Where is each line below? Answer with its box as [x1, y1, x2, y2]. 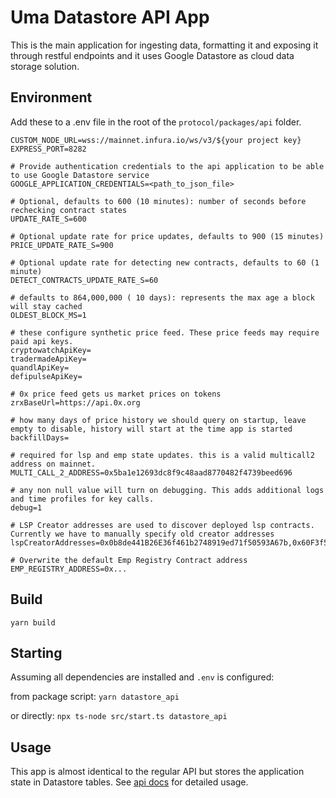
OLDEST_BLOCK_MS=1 [10, 310, 87, 320]
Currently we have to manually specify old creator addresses [10, 529, 275, 539]
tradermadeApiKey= [10, 354, 87, 364]
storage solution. [10, 60, 80, 72]
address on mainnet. [10, 459, 97, 469]
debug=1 [10, 502, 43, 513]
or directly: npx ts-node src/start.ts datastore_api [10, 710, 228, 722]
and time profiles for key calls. [10, 494, 155, 504]
